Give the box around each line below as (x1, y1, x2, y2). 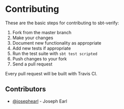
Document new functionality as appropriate (12, 40, 102, 46)
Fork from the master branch (12, 29, 72, 35)
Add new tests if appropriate (12, 45, 71, 51)
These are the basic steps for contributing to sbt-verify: (5, 20, 120, 26)
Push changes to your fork (12, 55, 67, 61)
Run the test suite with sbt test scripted (12, 51, 98, 56)
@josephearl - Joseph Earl (12, 98, 67, 104)
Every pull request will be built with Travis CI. (5, 70, 98, 76)
